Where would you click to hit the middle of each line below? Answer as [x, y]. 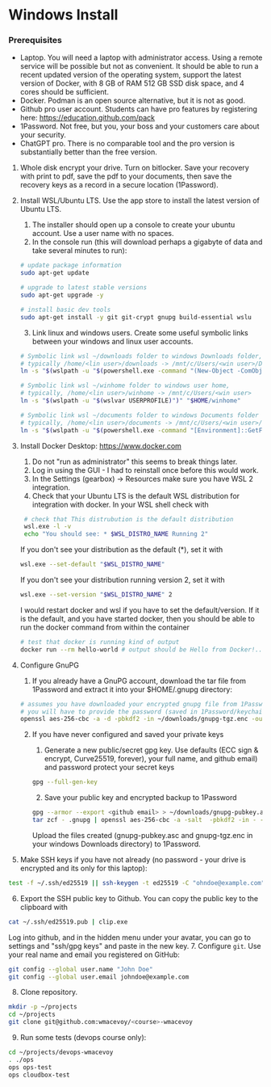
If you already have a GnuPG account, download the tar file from [139, 680]
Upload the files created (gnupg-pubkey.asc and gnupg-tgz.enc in [142, 835]
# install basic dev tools [65, 310]
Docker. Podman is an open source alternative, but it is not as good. [133, 101]
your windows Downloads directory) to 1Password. [117, 844]
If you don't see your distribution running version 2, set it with [122, 580]
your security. [43, 135]
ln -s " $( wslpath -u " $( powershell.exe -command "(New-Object [127, 371]
